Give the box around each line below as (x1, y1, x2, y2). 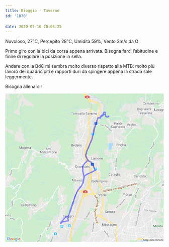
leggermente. (5, 74, 33, 80)
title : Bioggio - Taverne (5, 8, 59, 13)
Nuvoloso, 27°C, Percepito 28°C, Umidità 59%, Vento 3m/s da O (5, 38, 139, 45)
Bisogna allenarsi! (5, 83, 42, 90)
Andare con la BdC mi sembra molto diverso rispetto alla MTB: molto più (5, 63, 155, 69)
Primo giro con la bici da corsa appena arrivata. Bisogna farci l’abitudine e (5, 48, 158, 54)
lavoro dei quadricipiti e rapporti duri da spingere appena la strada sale (5, 68, 152, 75)
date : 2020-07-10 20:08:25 (5, 24, 62, 29)
